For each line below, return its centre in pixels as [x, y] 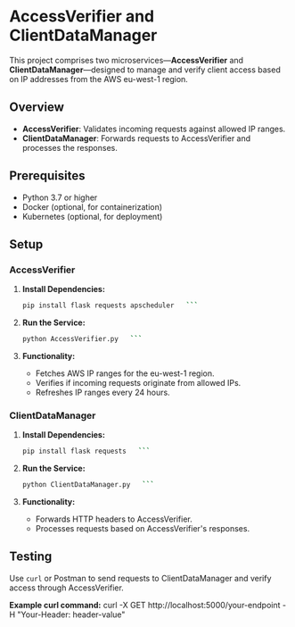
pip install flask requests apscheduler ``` [110, 305]
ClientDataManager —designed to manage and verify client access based [145, 70]
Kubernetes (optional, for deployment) [92, 216]
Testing [31, 557]
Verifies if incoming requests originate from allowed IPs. [138, 383]
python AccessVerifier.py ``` [82, 339]
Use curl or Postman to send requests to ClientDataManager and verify [140, 578]
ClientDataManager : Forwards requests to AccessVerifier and [136, 138]
